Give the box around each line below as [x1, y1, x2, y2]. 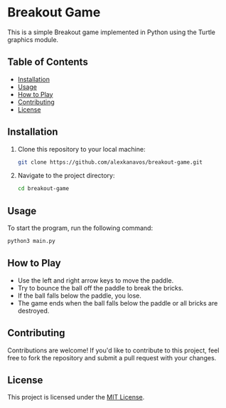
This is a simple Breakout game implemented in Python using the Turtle [7, 28, 215, 36]
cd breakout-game [17, 185, 70, 192]
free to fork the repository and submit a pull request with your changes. [7, 353, 217, 362]
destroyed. [17, 306, 50, 315]
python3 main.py [7, 238, 55, 245]
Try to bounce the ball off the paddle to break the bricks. [17, 283, 183, 292]
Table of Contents [7, 56, 89, 68]
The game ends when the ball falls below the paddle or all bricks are [17, 298, 218, 307]
